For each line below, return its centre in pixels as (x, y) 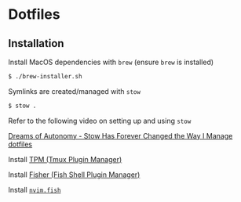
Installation (36, 43)
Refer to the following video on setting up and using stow (100, 121)
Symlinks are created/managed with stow (75, 91)
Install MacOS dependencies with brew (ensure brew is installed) (111, 62)
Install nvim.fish (35, 189)
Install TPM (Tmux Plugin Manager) (65, 159)
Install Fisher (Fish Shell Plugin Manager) (74, 175)
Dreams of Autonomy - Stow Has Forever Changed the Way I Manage (120, 135)
